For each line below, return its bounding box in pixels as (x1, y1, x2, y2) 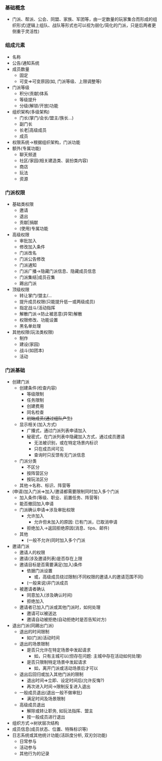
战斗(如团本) (19, 347, 44, 353)
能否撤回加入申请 (19, 501, 54, 507)
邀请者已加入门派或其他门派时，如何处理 (19, 605, 101, 610)
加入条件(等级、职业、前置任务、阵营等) (19, 495, 100, 501)
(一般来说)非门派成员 (26, 580, 69, 586)
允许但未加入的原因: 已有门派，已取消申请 (34, 519, 118, 525)
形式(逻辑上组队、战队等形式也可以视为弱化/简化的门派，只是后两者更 (16, 22, 156, 28)
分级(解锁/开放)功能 (19, 102, 58, 108)
